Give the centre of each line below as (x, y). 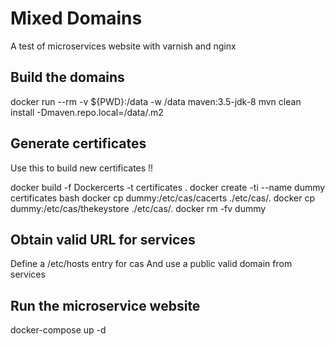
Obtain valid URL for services (103, 239)
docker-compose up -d (58, 330)
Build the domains (67, 77)
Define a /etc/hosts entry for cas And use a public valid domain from (151, 264)
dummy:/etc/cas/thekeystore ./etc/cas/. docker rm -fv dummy (138, 208)
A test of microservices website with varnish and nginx (123, 46)
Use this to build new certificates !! (82, 168)
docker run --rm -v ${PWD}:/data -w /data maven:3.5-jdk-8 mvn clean (156, 101)
